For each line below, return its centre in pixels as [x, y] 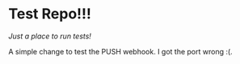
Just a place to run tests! [50, 36]
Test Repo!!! [50, 14]
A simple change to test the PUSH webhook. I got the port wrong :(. [120, 51]
